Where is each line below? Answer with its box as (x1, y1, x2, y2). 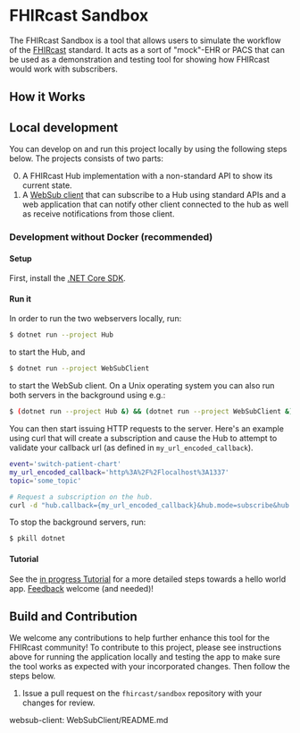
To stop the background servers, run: (9, 516, 146, 528)
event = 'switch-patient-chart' (9, 460, 122, 469)
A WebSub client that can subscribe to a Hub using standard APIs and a (21, 190, 287, 200)
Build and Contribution (9, 609, 138, 624)
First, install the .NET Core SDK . (9, 273, 127, 284)
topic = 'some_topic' (9, 476, 82, 485)
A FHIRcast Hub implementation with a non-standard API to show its (21, 171, 273, 182)
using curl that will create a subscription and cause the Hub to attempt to (9, 433, 278, 444)
